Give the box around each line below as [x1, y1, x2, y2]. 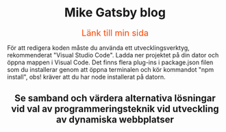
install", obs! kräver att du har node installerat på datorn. [7, 72, 166, 81]
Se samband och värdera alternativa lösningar [14, 92, 216, 104]
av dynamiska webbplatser [55, 114, 175, 126]
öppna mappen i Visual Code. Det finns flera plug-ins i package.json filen [7, 58, 214, 66]
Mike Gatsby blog [64, 5, 166, 21]
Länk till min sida [81, 27, 149, 38]
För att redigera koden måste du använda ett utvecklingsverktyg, [7, 43, 190, 52]
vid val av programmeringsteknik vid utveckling [11, 103, 219, 115]
